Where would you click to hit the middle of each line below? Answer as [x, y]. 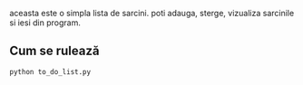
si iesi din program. [45, 23]
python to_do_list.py [50, 71]
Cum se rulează [54, 51]
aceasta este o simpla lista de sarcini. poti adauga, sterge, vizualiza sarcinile [152, 13]
